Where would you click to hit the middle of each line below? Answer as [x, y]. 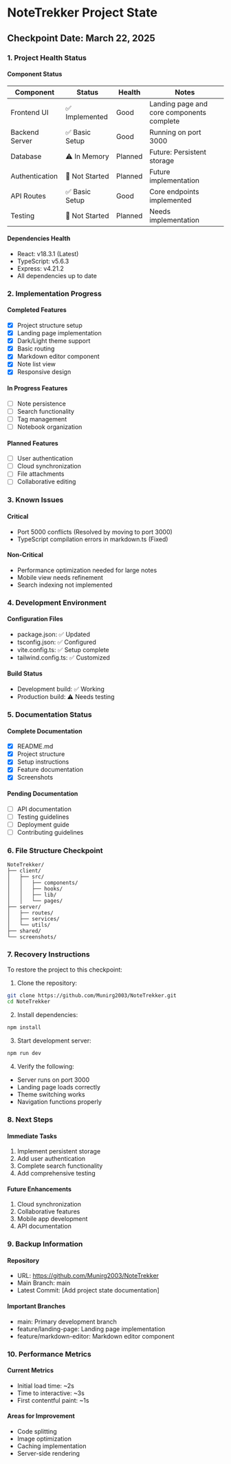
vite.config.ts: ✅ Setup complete [63, 649]
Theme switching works [51, 1095]
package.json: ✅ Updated [54, 634]
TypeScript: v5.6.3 [43, 261]
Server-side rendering [48, 1453]
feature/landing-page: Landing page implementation [91, 1329]
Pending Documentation [43, 794]
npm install [24, 1027]
